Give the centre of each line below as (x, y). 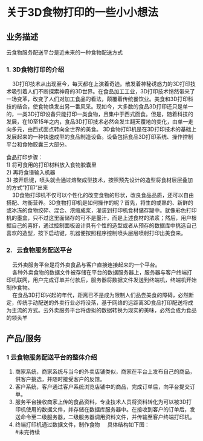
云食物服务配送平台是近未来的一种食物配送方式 (64, 52)
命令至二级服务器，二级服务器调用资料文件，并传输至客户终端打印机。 (108, 417)
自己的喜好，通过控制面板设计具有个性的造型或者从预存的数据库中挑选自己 (104, 225)
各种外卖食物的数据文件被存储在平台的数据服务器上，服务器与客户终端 (99, 272)
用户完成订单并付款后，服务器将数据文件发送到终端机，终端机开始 (114, 280)
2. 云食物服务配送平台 (39, 250)
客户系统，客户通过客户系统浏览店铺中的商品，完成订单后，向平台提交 (102, 387)
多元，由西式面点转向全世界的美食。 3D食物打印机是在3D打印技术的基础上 (104, 129)
